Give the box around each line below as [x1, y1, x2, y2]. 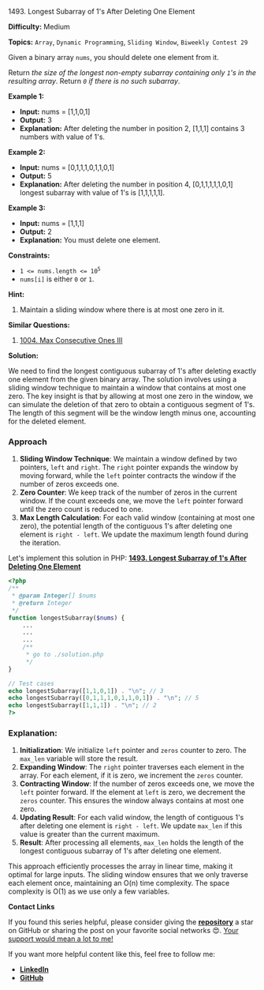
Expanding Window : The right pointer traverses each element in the [19, 762, 244, 772]
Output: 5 [19, 171, 53, 180]
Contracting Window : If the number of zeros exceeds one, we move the [19, 779, 255, 789]
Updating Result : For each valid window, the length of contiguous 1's [19, 813, 244, 822]
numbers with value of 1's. [19, 132, 105, 141]
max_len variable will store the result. [19, 754, 139, 763]
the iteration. [19, 538, 61, 548]
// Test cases [8, 679, 55, 687]
